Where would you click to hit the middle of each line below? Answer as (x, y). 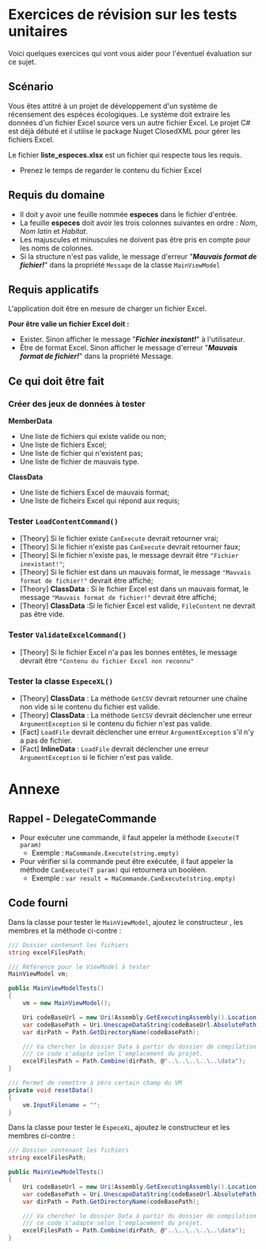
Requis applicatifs (53, 290)
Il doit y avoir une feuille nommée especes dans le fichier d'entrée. (129, 214)
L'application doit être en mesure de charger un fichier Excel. (108, 309)
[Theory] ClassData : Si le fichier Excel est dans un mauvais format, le (134, 589)
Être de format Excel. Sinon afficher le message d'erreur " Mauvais (129, 348)
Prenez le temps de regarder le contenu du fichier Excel (110, 170)
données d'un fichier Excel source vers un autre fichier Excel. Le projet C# (129, 122)
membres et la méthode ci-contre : (65, 930)
